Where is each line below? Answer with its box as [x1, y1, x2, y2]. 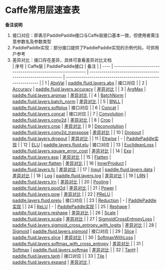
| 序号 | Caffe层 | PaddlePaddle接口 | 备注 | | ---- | [12, 63, 113, 69]
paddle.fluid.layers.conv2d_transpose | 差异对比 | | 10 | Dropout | [12, 129, 144, 135]
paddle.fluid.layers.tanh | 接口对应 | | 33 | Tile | [12, 253, 107, 259]
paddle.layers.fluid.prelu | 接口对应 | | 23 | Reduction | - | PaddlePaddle [12, 197, 157, 203]
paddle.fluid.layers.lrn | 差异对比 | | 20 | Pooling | [12, 179, 112, 184]
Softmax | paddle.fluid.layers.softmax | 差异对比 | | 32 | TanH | [12, 247, 138, 253]
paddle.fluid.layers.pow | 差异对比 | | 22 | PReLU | [12, 191, 113, 197]
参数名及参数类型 [16, 38, 52, 45]
